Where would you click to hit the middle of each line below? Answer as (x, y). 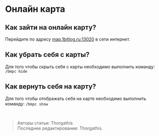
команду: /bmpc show (27, 104)
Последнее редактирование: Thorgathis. (60, 128)
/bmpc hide (16, 71)
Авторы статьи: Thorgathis (45, 123)
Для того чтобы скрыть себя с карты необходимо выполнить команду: (80, 67)
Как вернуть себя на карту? (51, 87)
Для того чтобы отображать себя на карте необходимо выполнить (76, 98)
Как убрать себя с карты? (47, 55)
